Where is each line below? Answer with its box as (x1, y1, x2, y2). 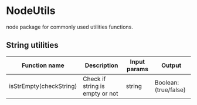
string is (83, 82, 105, 90)
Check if (83, 75, 106, 83)
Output (161, 61, 182, 69)
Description (84, 61, 118, 69)
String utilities (6, 40, 59, 50)
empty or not (83, 89, 118, 97)
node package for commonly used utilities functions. (6, 23, 133, 30)
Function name (21, 61, 64, 69)
